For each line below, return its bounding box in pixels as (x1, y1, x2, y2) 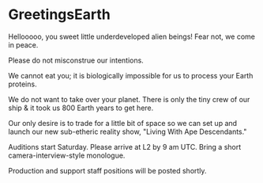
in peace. (8, 40, 39, 49)
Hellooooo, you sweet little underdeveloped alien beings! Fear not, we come (8, 32, 255, 41)
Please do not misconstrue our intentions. (8, 55, 144, 65)
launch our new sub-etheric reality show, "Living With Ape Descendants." (8, 127, 247, 136)
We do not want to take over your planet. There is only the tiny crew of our (8, 94, 250, 104)
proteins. (8, 79, 37, 89)
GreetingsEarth (8, 6, 111, 24)
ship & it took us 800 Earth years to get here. (8, 103, 154, 112)
